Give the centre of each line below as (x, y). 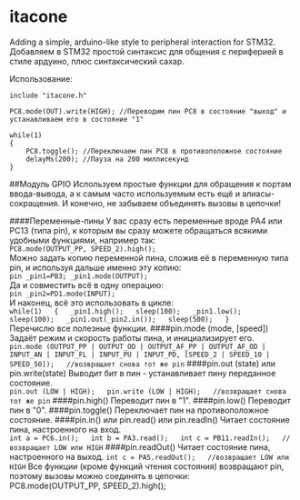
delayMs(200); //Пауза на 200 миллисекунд (107, 159)
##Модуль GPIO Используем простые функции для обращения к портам (150, 184)
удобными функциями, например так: (83, 240)
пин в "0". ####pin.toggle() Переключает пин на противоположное (139, 410)
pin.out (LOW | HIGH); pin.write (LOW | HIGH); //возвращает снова (148, 391)
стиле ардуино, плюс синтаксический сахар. (97, 61)
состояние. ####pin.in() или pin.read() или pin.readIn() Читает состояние (150, 419)
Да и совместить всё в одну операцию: (86, 285)
